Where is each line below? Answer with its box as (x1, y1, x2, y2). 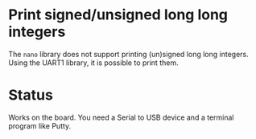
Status (8, 86, 54, 104)
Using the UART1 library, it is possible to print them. (8, 58, 179, 67)
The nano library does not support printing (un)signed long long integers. (8, 49, 249, 59)
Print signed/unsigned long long (8, 6, 228, 24)
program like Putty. (8, 121, 72, 130)
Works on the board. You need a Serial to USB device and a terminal (8, 112, 234, 122)
